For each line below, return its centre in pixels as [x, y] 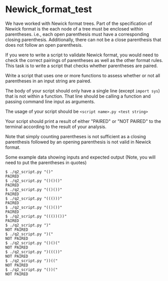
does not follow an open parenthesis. [44, 45]
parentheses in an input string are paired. [48, 81]
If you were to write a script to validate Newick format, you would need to [82, 55]
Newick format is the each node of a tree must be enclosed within [74, 28]
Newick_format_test [49, 9]
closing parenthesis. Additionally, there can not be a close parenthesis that [83, 40]
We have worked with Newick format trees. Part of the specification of [79, 23]
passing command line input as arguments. [50, 101]
